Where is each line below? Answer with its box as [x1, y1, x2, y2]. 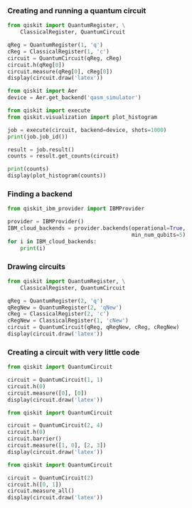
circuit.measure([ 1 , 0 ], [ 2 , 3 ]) [7, 442, 107, 449]
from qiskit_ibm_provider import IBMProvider [7, 205, 144, 213]
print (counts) [7, 166, 50, 173]
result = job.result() [7, 146, 75, 153]
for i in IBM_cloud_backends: [7, 238, 97, 245]
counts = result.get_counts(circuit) [7, 153, 119, 160]
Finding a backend [7, 188, 73, 198]
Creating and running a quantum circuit [7, 6, 146, 16]
